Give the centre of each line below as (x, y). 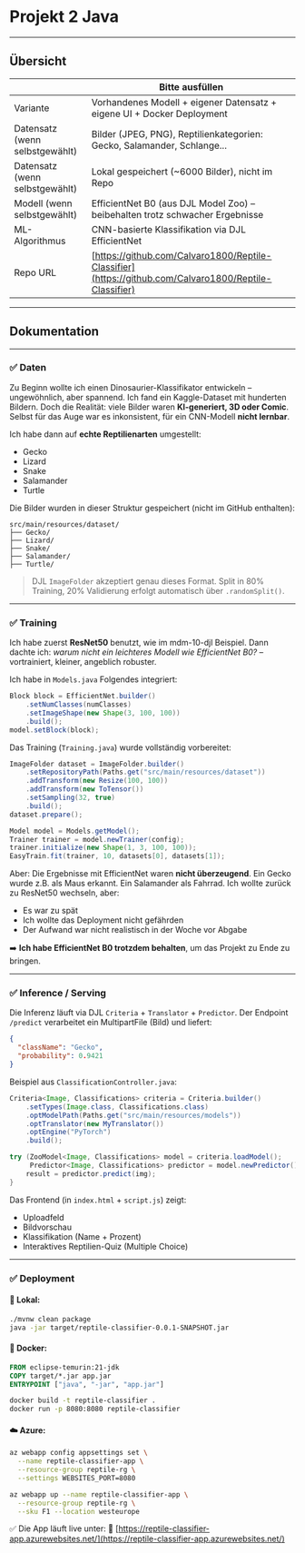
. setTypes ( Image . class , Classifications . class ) (117, 1107)
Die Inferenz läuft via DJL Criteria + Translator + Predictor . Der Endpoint (149, 1013)
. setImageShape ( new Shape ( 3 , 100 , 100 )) (103, 713)
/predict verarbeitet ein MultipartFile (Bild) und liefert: (111, 1023)
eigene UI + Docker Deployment (160, 114)
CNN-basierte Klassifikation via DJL (169, 229)
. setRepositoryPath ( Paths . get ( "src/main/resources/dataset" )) (146, 772)
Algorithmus (40, 241)
